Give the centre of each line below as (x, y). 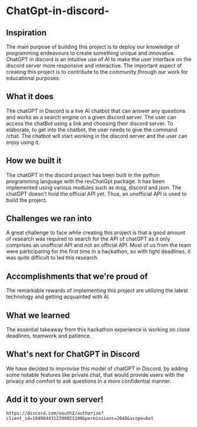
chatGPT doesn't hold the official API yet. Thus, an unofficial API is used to (96, 193)
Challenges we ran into (49, 219)
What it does (30, 96)
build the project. (27, 200)
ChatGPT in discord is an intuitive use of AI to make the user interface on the (99, 59)
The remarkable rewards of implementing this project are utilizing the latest (97, 291)
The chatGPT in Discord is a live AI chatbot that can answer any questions (96, 111)
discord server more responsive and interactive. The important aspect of (94, 65)
